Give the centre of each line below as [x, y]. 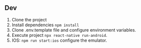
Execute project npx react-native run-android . [59, 35]
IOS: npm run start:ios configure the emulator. [59, 40]
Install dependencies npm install [45, 25]
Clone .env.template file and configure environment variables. [74, 30]
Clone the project [29, 19]
